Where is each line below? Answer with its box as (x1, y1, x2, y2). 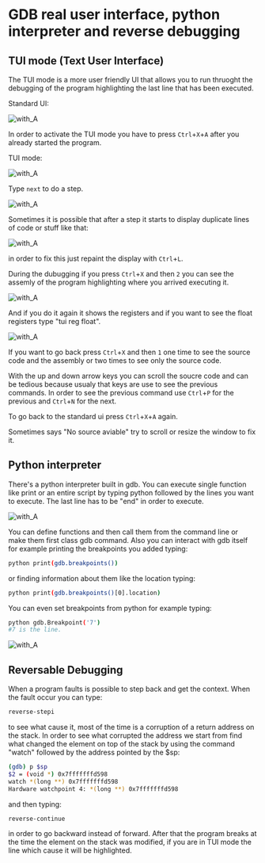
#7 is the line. (8, 626, 62, 634)
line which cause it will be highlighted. (8, 846, 132, 855)
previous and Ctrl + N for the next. (8, 396, 117, 406)
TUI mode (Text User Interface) (8, 54, 165, 67)
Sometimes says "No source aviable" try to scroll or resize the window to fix (8, 427, 256, 437)
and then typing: (8, 799, 62, 809)
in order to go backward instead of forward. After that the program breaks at (8, 829, 257, 838)
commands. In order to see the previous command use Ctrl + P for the (8, 388, 235, 397)
